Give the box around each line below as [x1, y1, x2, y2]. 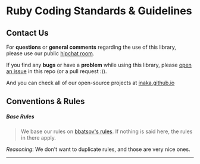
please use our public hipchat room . [6, 50, 95, 57]
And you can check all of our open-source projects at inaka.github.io [6, 79, 175, 86]
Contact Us [6, 28, 49, 38]
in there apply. [20, 134, 57, 141]
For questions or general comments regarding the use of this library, [6, 43, 177, 51]
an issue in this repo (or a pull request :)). [6, 68, 107, 75]
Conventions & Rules [6, 96, 85, 106]
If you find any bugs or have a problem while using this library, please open [6, 61, 192, 68]
